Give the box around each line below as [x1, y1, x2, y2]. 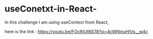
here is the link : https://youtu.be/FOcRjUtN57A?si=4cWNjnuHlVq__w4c [4, 28, 148, 34]
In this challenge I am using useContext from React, [4, 19, 109, 25]
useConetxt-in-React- [4, 3, 97, 14]
